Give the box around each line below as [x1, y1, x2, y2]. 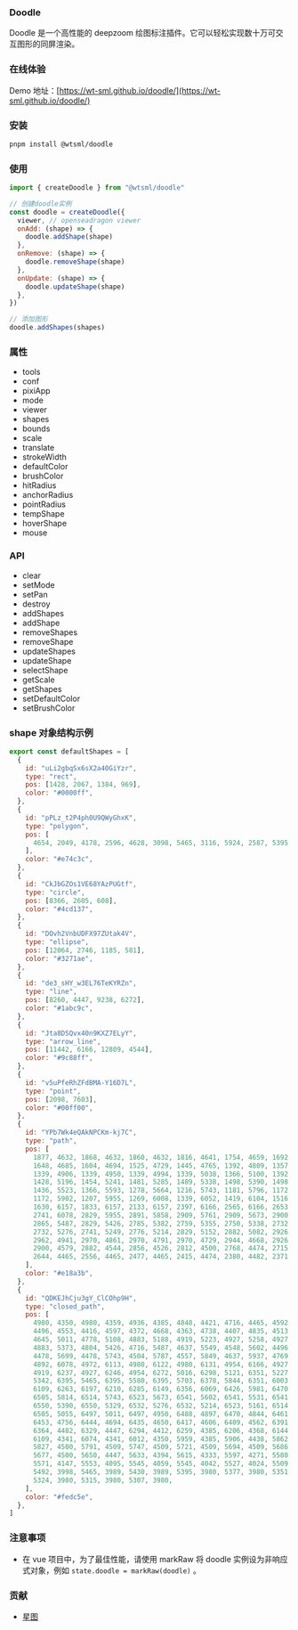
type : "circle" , [25, 888, 86, 897]
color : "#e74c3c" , [25, 855, 93, 864]
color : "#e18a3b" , [25, 1269, 93, 1278]
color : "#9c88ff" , [25, 1054, 93, 1063]
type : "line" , [25, 987, 77, 997]
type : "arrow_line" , [25, 1037, 101, 1046]
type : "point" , [25, 1087, 82, 1096]
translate [21, 443, 55, 453]
